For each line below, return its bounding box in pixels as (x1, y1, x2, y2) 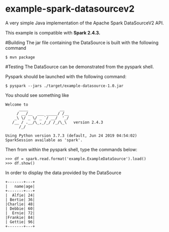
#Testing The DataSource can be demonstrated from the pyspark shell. (5, 63, 154, 70)
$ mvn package (5, 54, 36, 60)
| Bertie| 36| (5, 197, 36, 202)
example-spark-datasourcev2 (5, 3, 135, 15)
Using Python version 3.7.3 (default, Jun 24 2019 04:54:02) (5, 133, 138, 138)
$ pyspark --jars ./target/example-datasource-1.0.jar (5, 83, 124, 88)
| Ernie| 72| (5, 210, 36, 216)
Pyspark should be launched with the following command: (5, 73, 127, 79)
